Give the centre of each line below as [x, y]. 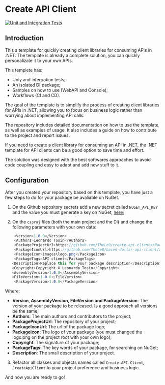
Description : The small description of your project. [64, 353]
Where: [13, 291]
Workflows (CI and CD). [36, 95]
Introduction [25, 38]
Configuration [27, 180]
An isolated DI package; [36, 85]
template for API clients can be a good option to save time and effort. [75, 150]
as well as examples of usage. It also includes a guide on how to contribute [81, 130]
